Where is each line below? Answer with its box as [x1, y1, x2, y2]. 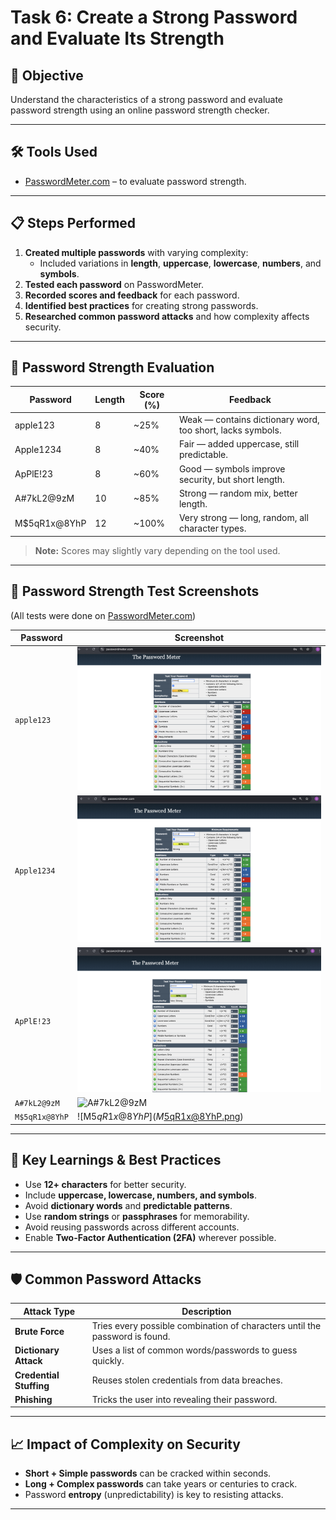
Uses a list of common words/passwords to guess [91, 1344, 298, 1356]
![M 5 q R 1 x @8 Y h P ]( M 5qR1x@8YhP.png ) [76, 1111, 244, 1123]
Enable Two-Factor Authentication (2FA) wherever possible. [24, 1231, 277, 1243]
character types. [178, 522, 247, 535]
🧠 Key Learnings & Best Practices [10, 1152, 222, 1169]
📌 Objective [10, 67, 84, 84]
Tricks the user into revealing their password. [91, 1393, 278, 1405]
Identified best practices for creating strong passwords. [24, 299, 259, 311]
